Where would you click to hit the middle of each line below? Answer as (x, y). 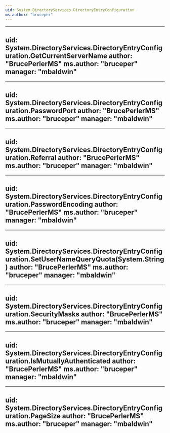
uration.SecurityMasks (42, 314)
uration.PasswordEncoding (49, 204)
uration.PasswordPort (41, 110)
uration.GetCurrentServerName (56, 56)
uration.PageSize (33, 416)
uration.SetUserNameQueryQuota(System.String (85, 259)
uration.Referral (31, 158)
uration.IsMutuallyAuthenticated (58, 361)
